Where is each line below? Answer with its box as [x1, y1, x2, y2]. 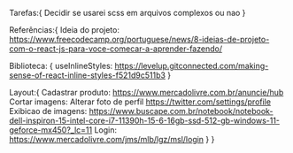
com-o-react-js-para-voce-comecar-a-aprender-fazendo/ [9, 43, 223, 54]
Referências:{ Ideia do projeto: [9, 25, 120, 34]
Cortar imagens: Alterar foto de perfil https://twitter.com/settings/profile [9, 96, 272, 107]
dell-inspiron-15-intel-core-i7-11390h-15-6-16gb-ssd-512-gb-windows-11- [9, 115, 281, 126]
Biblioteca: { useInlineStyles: [9, 61, 113, 71]
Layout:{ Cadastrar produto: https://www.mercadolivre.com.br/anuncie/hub [9, 88, 284, 97]
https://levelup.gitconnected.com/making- [114, 61, 269, 71]
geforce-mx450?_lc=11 [9, 125, 93, 135]
